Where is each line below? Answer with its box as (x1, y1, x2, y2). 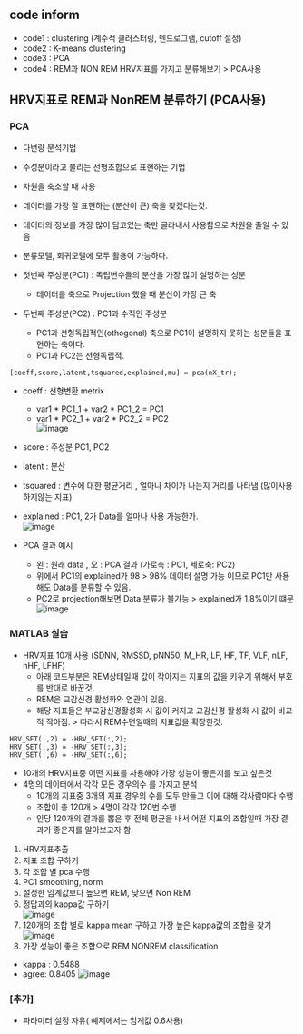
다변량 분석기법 (22, 142, 77, 153)
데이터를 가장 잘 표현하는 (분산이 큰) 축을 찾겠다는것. (22, 200, 208, 211)
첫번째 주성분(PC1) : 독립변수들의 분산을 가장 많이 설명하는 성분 (22, 269, 247, 280)
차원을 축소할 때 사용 (22, 181, 96, 192)
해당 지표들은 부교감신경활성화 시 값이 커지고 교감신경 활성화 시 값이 (35, 704, 277, 716)
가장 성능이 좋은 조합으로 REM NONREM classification (22, 940, 219, 951)
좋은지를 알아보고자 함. (53, 824, 133, 835)
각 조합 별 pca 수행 (22, 866, 91, 877)
